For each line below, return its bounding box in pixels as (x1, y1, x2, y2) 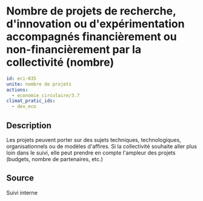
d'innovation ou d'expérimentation (6, 17, 185, 31)
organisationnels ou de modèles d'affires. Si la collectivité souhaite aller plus (6, 143, 197, 150)
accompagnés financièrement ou (6, 30, 177, 43)
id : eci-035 (6, 75, 36, 81)
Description (6, 120, 52, 130)
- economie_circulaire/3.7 (12, 92, 80, 98)
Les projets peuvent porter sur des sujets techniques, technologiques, (6, 136, 182, 143)
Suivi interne (6, 189, 38, 196)
